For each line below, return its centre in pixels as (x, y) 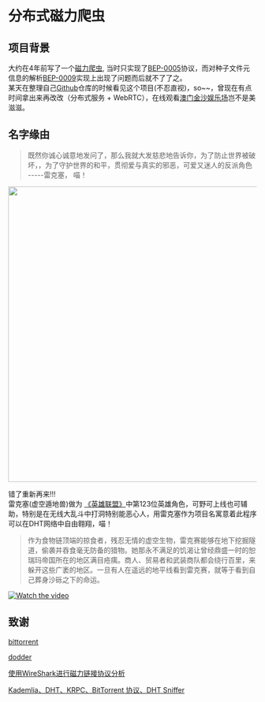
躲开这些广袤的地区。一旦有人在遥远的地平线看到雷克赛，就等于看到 (138, 570)
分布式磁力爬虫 (57, 16)
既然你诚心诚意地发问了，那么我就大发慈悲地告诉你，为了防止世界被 (138, 155)
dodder (20, 657)
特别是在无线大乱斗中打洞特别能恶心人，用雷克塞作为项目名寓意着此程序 (139, 514)
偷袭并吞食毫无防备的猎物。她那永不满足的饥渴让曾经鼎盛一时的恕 (149, 550)
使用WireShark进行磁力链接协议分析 (67, 673)
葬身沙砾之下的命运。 (69, 579)
